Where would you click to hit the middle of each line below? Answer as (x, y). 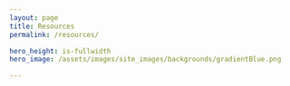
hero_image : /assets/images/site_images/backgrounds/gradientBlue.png (145, 60)
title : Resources (42, 26)
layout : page (34, 18)
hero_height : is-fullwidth (60, 51)
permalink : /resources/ (54, 34)
